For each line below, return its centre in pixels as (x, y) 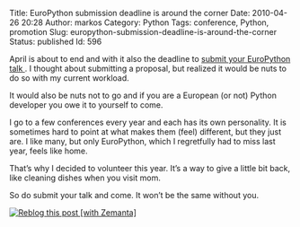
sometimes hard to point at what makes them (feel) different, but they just (145, 132)
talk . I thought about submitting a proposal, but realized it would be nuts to (148, 68)
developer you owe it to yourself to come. (86, 105)
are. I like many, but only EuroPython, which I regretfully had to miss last (142, 141)
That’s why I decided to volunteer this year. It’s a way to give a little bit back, (150, 168)
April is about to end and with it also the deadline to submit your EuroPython (150, 59)
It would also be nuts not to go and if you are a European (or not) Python (143, 95)
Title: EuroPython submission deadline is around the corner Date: (130, 13)
